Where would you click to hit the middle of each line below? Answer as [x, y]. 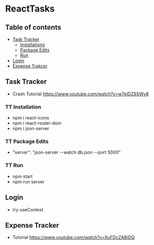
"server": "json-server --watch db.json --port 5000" [66, 152]
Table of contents [33, 27]
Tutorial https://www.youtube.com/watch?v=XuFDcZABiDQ [73, 237]
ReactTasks [30, 9]
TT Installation [23, 107]
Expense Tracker [32, 225]
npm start [22, 176]
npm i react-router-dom [37, 123]
